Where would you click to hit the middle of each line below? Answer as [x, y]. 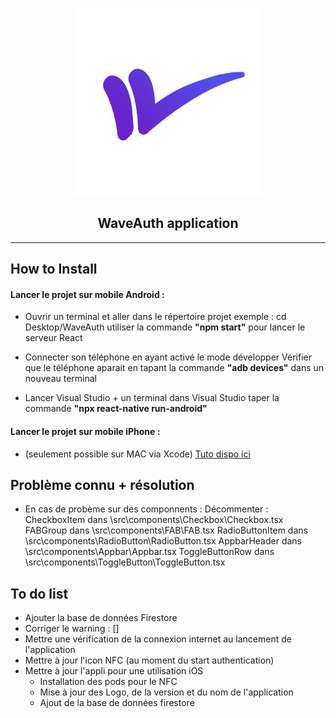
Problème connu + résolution [102, 485]
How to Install [54, 269]
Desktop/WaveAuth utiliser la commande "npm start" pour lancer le [165, 327]
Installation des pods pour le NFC [108, 682]
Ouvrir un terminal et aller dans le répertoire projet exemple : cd [155, 317]
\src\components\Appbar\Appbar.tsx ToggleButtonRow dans [149, 552]
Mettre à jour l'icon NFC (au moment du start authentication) [149, 660]
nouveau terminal [60, 379]
